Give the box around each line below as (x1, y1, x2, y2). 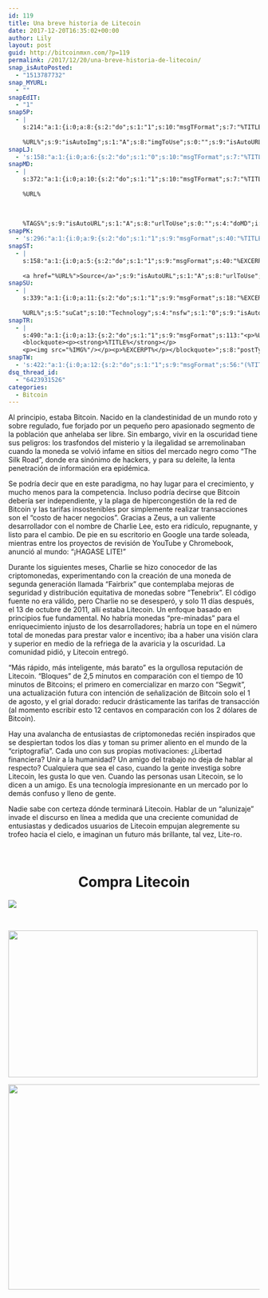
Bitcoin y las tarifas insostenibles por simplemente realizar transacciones (8, 504, 248, 514)
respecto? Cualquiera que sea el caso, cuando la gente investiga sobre (8, 763, 242, 773)
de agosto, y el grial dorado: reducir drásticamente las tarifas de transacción (8, 697, 260, 707)
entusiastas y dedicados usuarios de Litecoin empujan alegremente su (8, 821, 240, 831)
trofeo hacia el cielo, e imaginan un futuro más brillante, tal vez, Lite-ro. (8, 830, 242, 839)
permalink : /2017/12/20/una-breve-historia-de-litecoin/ (8, 57, 202, 65)
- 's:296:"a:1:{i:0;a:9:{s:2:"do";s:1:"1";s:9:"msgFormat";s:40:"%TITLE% (15, 235, 266, 243)
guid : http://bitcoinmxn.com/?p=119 (8, 49, 130, 57)
